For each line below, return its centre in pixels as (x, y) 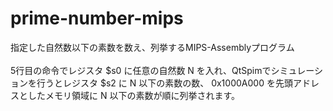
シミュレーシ (296, 70)
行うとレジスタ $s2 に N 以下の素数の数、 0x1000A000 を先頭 (164, 83)
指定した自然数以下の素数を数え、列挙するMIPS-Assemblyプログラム (152, 47)
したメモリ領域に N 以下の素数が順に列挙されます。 (134, 95)
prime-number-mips (97, 18)
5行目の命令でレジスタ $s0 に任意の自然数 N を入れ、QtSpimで (141, 70)
